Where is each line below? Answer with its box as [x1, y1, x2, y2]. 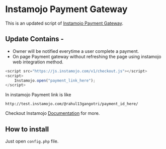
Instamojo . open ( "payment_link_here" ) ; [14, 78, 96, 83]
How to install [5, 125, 49, 133]
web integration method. [12, 59, 64, 65]
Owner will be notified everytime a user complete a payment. [12, 48, 139, 54]
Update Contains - [5, 35, 64, 43]
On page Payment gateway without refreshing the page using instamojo [12, 53, 161, 59]
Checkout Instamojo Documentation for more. [5, 110, 100, 116]
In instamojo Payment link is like [5, 92, 71, 98]
